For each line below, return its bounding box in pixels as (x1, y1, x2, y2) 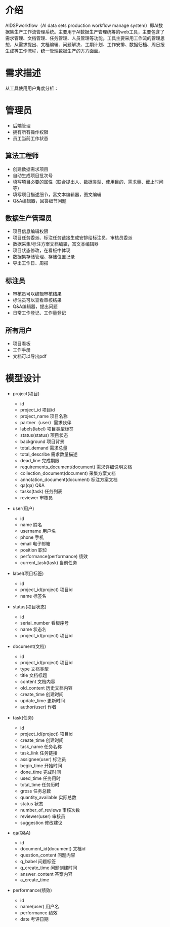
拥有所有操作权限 (12, 129, 49, 135)
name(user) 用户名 (20, 904, 59, 909)
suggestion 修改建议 (20, 820, 63, 826)
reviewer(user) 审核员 (20, 813, 66, 819)
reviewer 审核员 (20, 495, 53, 500)
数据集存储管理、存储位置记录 (12, 254, 75, 260)
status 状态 (20, 801, 44, 807)
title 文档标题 (20, 672, 47, 678)
